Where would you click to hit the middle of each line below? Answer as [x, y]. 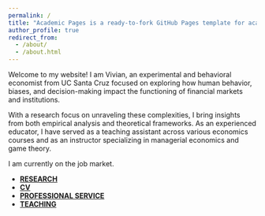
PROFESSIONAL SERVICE [62, 196]
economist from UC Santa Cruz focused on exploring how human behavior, [130, 83]
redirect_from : [33, 37]
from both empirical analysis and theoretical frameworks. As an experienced [132, 123]
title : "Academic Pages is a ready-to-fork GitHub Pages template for [127, 23]
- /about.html [38, 52]
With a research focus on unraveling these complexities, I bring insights [124, 115]
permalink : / [30, 15]
